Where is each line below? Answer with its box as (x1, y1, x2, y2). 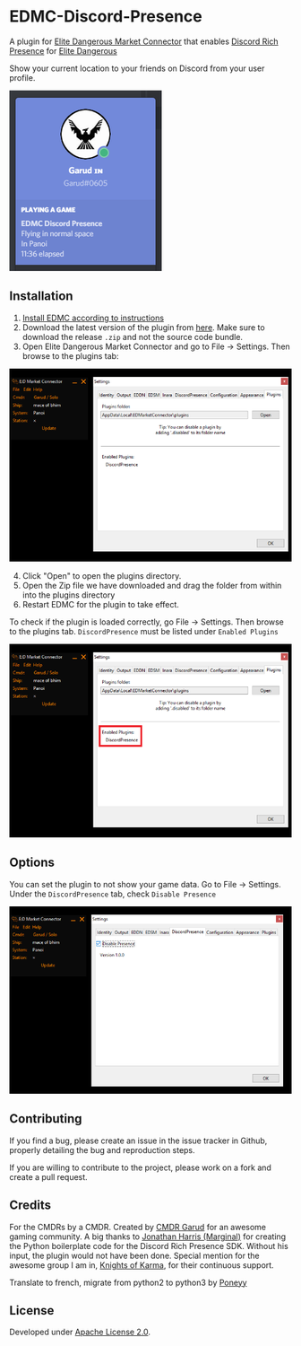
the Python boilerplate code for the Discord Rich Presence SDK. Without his (9, 1240, 288, 1251)
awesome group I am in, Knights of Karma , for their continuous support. (9, 1259, 275, 1271)
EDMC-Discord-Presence (9, 6, 203, 27)
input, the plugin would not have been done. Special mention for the (9, 1250, 260, 1261)
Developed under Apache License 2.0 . (9, 1326, 150, 1338)
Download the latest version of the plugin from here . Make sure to (21, 321, 266, 333)
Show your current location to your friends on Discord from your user (9, 63, 265, 74)
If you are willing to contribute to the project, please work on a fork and (9, 1162, 271, 1173)
